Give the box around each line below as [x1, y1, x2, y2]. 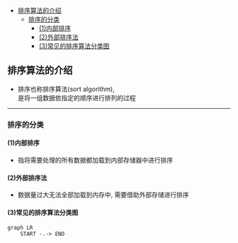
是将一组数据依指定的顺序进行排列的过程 [17, 93, 136, 102]
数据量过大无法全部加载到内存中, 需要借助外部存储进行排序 [17, 190, 189, 199]
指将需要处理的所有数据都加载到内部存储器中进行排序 [17, 156, 174, 164]
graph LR [7, 225, 33, 232]
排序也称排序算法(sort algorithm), [17, 85, 115, 93]
